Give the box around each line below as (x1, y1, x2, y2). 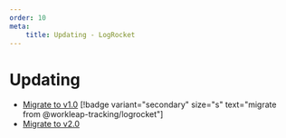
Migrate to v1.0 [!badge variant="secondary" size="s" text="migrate (22, 99, 277, 110)
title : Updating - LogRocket (25, 30, 136, 39)
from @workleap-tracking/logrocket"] (22, 109, 164, 120)
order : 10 (9, 13, 47, 23)
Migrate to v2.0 (22, 119, 80, 130)
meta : (9, 22, 30, 31)
